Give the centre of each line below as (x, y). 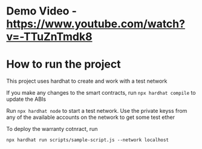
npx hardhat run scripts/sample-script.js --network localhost (88, 140)
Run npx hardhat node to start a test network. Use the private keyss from (97, 111)
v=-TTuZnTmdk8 (49, 37)
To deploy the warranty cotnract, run (52, 129)
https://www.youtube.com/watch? (96, 24)
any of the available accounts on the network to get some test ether (91, 117)
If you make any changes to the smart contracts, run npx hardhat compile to (101, 93)
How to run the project (64, 64)
